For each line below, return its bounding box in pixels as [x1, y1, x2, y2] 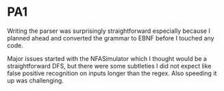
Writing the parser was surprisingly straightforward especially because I [7, 27, 210, 35]
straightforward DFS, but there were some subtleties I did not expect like [7, 62, 212, 70]
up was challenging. [7, 76, 64, 84]
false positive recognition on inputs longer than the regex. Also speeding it [7, 69, 217, 77]
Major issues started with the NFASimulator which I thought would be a [7, 54, 208, 62]
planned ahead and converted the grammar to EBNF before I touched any [7, 34, 214, 42]
